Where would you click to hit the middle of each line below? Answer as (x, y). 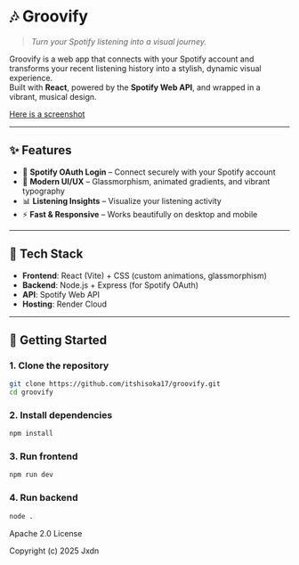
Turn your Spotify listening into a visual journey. (119, 41)
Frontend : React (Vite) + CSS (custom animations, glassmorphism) (144, 275)
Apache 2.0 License (46, 533)
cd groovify (31, 393)
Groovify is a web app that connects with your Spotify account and (132, 59)
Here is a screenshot (47, 114)
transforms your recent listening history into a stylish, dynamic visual (135, 68)
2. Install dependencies (61, 414)
